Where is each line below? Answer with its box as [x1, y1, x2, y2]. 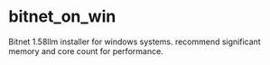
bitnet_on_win [8, 6, 116, 27]
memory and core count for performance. [8, 45, 163, 56]
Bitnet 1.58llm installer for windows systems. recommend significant [8, 36, 261, 47]
